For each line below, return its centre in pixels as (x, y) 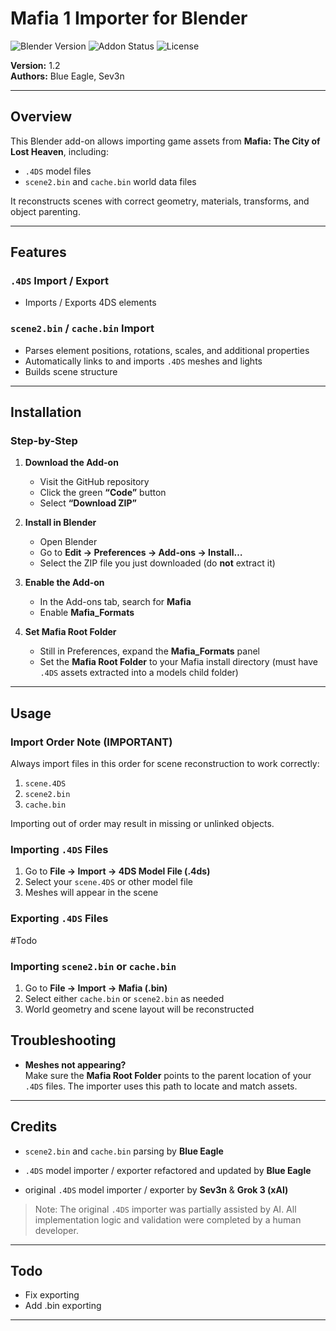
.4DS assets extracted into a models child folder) (139, 673)
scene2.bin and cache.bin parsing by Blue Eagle (124, 1151)
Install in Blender (60, 523)
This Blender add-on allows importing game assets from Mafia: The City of (165, 141)
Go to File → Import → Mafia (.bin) (96, 988)
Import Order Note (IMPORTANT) (91, 742)
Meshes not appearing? (75, 1064)
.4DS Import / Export (60, 281)
